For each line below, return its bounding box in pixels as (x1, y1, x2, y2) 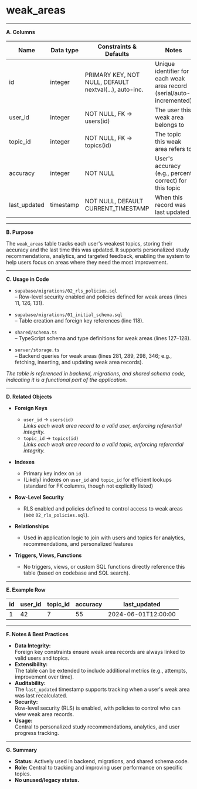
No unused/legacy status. (14, 776, 80, 783)
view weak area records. (14, 710, 74, 717)
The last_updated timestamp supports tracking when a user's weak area (14, 686, 190, 693)
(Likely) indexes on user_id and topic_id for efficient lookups (23, 476, 172, 483)
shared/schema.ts (14, 330, 57, 335)
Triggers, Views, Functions (14, 552, 82, 559)
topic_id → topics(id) (23, 434, 79, 441)
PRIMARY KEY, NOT (84, 70, 140, 79)
